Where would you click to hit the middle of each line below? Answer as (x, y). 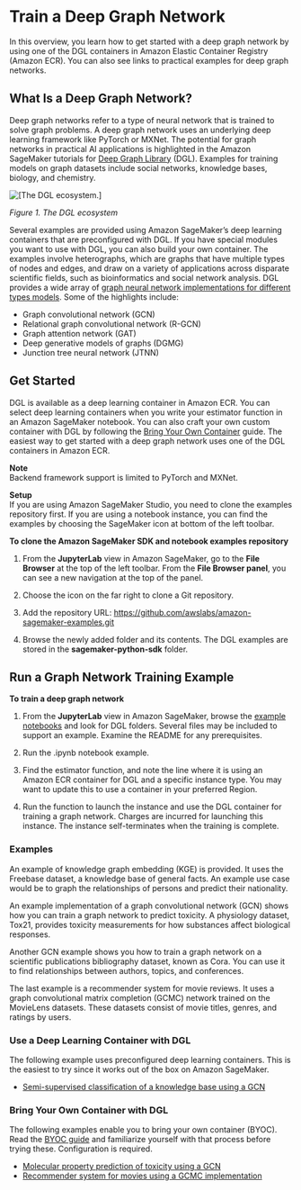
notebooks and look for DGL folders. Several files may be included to (150, 726)
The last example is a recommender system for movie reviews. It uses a (142, 988)
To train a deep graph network (66, 699)
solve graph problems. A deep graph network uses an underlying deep (140, 130)
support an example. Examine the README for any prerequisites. (142, 735)
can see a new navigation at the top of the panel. (113, 577)
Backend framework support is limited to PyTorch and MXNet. (124, 477)
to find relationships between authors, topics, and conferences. (127, 970)
